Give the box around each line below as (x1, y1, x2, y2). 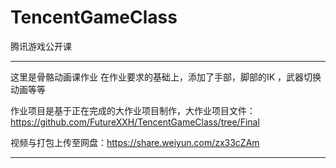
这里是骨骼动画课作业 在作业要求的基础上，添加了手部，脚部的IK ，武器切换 (10, 71, 322, 83)
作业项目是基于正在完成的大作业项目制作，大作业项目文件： (10, 104, 256, 116)
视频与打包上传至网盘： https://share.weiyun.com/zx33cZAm (10, 136, 260, 148)
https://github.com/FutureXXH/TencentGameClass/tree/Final (10, 116, 260, 128)
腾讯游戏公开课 (10, 40, 72, 52)
